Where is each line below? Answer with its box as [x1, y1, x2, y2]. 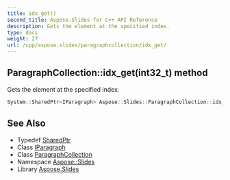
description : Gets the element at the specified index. [7, 23, 170, 29]
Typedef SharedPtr [16, 136, 71, 144]
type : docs [7, 29, 38, 36]
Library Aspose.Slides [16, 165, 79, 173]
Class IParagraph [16, 143, 66, 151]
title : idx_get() [7, 10, 57, 17]
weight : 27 [7, 36, 38, 42]
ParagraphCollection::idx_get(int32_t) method [7, 67, 208, 79]
